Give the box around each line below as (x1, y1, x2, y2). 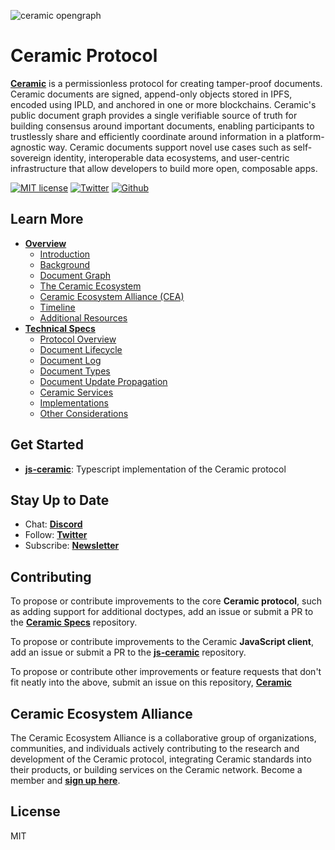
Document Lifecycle (39, 343, 123, 355)
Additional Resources (39, 311, 128, 324)
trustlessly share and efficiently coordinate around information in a (10, 130, 285, 142)
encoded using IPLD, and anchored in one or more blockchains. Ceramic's (10, 98, 317, 110)
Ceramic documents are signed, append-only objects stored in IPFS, (10, 88, 293, 100)
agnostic (10, 141, 47, 153)
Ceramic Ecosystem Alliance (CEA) (39, 290, 185, 302)
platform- (286, 130, 325, 142)
